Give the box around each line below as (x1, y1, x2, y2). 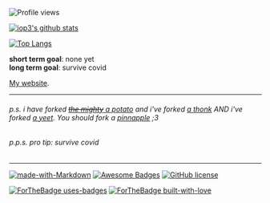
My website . (9, 79, 50, 87)
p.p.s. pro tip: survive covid (9, 137, 99, 148)
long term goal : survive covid (9, 63, 107, 72)
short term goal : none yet (9, 55, 95, 63)
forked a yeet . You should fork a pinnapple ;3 (9, 112, 159, 122)
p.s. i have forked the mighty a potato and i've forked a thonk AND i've (9, 104, 244, 114)
